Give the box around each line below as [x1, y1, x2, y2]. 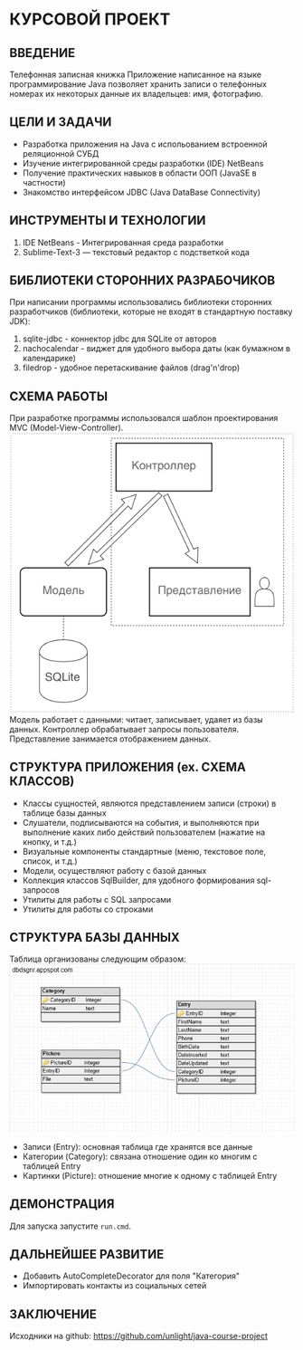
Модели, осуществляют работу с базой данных [22, 865, 207, 876]
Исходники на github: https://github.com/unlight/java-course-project [9, 1331, 269, 1342]
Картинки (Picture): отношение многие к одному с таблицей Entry [22, 1170, 278, 1181]
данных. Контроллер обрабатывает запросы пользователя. [9, 723, 240, 734]
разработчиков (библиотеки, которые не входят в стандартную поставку [9, 306, 293, 317]
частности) [22, 177, 66, 187]
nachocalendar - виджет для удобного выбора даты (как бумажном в [22, 343, 291, 354]
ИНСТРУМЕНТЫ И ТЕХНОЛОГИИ [9, 213, 206, 228]
